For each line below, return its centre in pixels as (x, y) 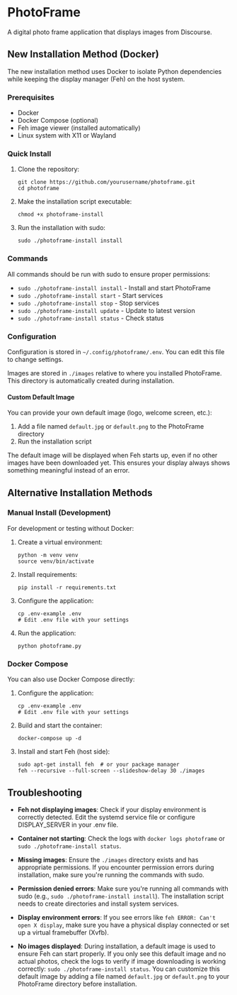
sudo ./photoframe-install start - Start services (90, 295)
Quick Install (29, 153)
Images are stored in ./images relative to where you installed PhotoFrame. (115, 373)
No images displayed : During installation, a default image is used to (116, 946)
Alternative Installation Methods (80, 493)
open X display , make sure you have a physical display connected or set (123, 925)
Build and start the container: (60, 725)
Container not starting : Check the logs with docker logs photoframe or (121, 838)
